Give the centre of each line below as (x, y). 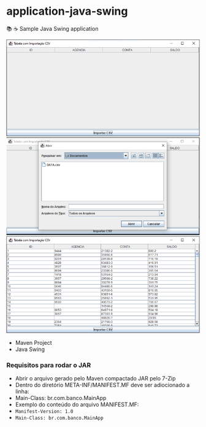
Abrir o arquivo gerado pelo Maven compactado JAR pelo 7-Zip (95, 379)
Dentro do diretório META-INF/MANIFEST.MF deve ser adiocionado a (102, 385)
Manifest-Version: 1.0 (44, 412)
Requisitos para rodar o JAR (49, 365)
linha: (22, 391)
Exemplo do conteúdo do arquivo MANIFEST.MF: (77, 405)
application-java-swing (67, 11)
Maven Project (33, 342)
